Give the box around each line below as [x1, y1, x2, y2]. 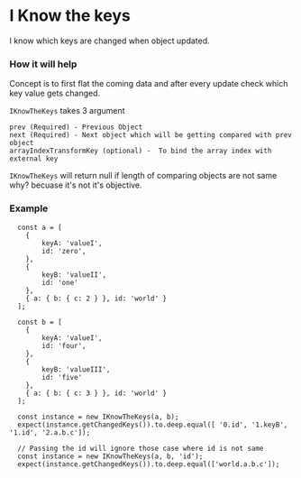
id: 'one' [41, 278, 78, 287]
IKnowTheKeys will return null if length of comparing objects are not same [9, 170, 278, 181]
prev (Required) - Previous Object [9, 123, 143, 132]
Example [9, 202, 49, 215]
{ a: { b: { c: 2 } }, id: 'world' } [25, 294, 168, 303]
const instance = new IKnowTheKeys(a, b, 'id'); [17, 452, 204, 461]
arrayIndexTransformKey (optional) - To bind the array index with [9, 146, 272, 156]
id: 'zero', [41, 246, 87, 255]
